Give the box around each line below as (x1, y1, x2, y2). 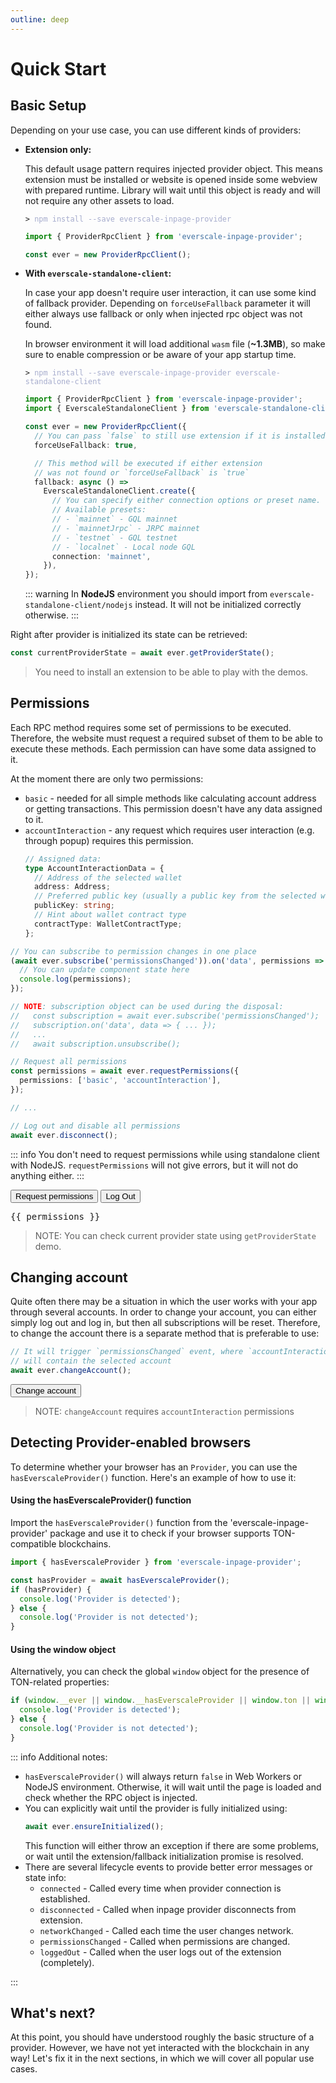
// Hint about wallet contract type (34, 910, 187, 920)
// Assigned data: (24, 854, 102, 864)
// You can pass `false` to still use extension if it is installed (34, 431, 326, 441)
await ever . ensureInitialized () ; (24, 1821, 165, 1831)
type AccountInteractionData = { (24, 863, 165, 873)
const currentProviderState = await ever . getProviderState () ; (10, 648, 275, 658)
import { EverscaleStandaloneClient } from (24, 404, 210, 414)
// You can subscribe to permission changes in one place (10, 946, 257, 956)
